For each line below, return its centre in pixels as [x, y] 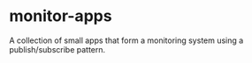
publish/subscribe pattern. [57, 49]
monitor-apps [61, 16]
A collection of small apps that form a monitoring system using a [126, 40]
